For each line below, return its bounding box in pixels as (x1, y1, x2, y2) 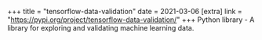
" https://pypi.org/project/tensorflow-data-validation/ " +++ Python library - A (7, 15, 255, 24)
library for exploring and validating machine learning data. (7, 24, 195, 32)
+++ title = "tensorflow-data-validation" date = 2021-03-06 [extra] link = (7, 7, 242, 16)
